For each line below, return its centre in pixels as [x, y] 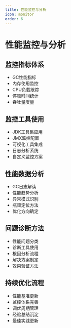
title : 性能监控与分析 [26, 10]
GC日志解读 [24, 186]
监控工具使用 [25, 119]
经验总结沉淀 [25, 314]
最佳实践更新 [25, 320]
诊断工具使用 [25, 247]
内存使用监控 [25, 83]
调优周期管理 [25, 308]
